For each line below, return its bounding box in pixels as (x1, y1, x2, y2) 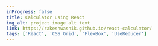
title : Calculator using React (6, 14, 85, 20)
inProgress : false (6, 8, 52, 15)
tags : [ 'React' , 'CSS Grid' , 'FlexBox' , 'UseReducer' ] (6, 31, 147, 37)
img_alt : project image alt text (6, 20, 90, 26)
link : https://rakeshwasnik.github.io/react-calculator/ (6, 25, 153, 32)
